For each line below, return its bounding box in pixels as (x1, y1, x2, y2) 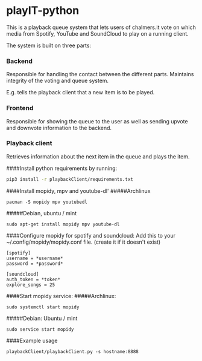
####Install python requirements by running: (6, 164, 118, 172)
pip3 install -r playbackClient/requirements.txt (6, 176, 134, 182)
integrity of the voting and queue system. (6, 77, 109, 85)
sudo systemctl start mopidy (6, 304, 80, 310)
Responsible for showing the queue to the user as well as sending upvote (6, 117, 188, 125)
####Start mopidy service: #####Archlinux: (6, 292, 116, 299)
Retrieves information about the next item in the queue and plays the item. (6, 152, 190, 160)
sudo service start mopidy (6, 326, 74, 333)
